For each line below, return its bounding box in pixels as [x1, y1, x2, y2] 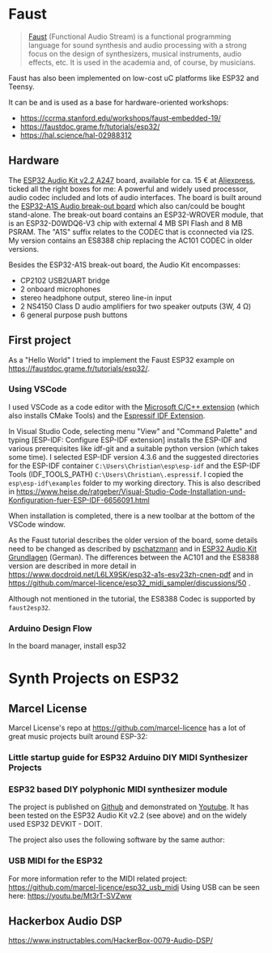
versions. [8, 244, 39, 253]
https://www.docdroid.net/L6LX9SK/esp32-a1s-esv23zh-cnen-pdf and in [8, 569, 253, 579]
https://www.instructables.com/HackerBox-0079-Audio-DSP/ [8, 936, 213, 946]
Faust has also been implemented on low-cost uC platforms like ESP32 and [8, 73, 259, 83]
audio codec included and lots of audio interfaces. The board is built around [8, 192, 261, 202]
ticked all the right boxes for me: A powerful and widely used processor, [8, 184, 249, 194]
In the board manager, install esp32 [8, 641, 127, 651]
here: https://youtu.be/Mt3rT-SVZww [8, 891, 132, 900]
